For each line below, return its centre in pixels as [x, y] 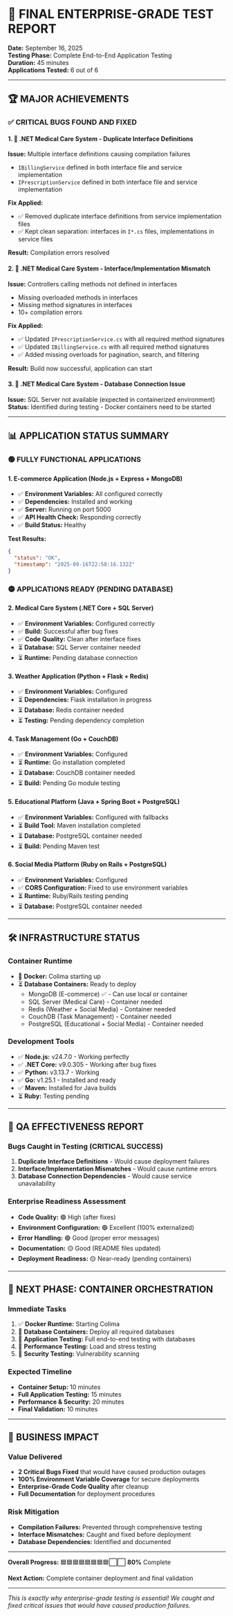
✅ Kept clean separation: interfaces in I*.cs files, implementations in [116, 232]
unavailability [37, 1184]
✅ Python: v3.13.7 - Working [58, 1072]
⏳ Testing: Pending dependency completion [81, 720]
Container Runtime [40, 961]
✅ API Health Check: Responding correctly [80, 517]
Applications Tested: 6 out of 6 [53, 70]
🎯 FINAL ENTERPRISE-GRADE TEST [111, 14]
